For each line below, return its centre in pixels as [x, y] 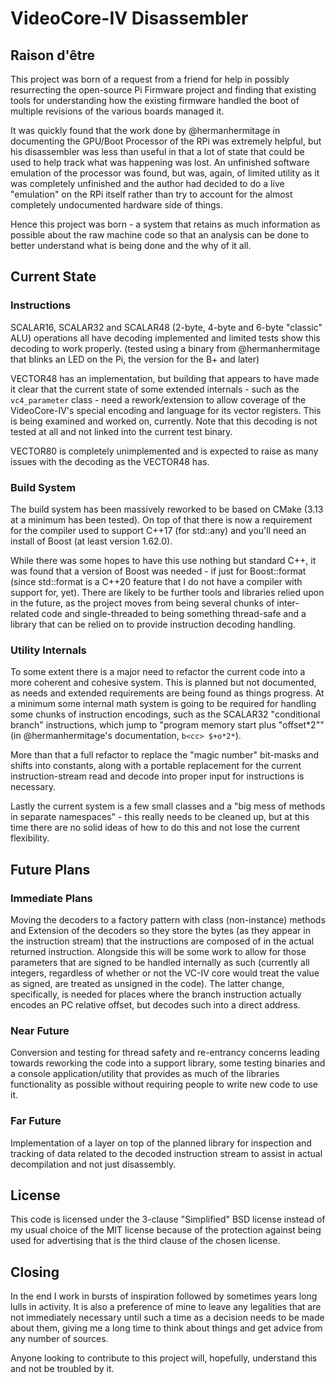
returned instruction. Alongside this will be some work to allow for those [158, 951]
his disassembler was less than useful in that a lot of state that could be [157, 151]
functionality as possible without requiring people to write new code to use [164, 1084]
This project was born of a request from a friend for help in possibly [150, 79]
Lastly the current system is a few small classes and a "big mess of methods [168, 806]
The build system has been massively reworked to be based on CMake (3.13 [167, 509]
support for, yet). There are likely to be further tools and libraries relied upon [167, 592]
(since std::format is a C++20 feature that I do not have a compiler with [156, 581]
